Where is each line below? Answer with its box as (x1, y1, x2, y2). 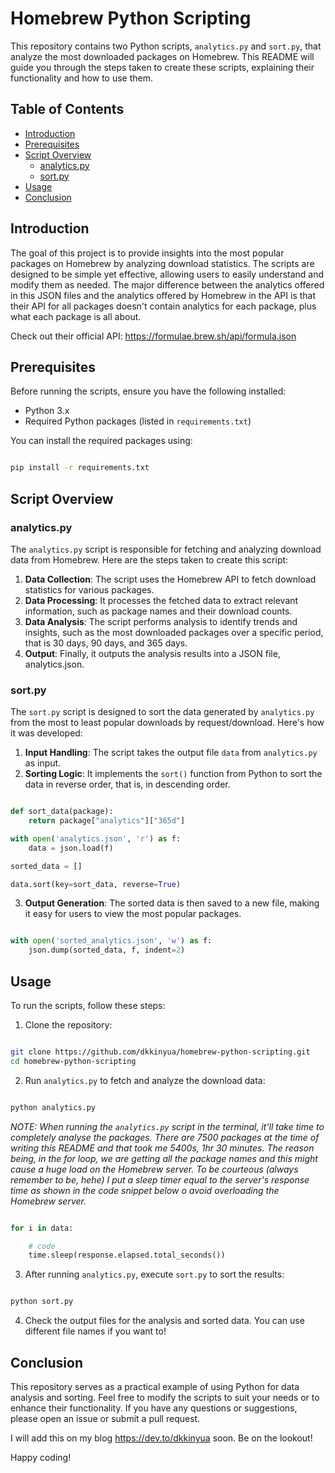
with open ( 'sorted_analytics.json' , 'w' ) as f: (10, 936, 213, 946)
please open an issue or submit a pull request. (10, 1412, 201, 1424)
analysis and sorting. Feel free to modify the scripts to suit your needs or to (10, 1391, 320, 1403)
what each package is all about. (10, 310, 142, 322)
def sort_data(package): (10, 807, 114, 817)
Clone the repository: (24, 1019, 113, 1031)
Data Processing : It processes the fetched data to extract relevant (24, 594, 299, 606)
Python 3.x (24, 405, 70, 417)
